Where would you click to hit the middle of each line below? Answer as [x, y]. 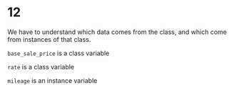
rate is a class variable [41, 67]
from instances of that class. [49, 39]
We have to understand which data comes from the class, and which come [117, 32]
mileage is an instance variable [52, 80]
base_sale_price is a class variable [58, 53]
